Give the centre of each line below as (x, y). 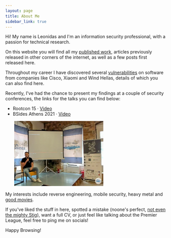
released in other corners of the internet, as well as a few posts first (76, 57)
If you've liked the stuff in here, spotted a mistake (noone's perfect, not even (85, 209)
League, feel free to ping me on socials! (47, 220)
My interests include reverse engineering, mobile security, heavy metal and (84, 194)
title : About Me (22, 16)
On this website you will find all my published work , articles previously (79, 52)
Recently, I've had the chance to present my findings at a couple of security (84, 93)
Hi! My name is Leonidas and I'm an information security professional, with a (85, 37)
